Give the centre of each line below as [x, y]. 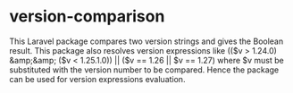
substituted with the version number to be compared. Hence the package [144, 70]
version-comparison [87, 17]
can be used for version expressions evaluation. [97, 79]
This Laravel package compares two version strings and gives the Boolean [146, 41]
